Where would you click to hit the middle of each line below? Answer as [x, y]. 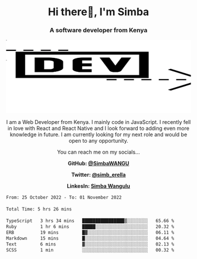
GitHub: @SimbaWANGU [98, 164]
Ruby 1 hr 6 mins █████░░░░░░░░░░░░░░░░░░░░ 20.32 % [90, 227]
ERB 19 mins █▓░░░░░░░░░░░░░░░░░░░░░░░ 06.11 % [90, 233]
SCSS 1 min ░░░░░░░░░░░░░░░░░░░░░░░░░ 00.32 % [90, 250]
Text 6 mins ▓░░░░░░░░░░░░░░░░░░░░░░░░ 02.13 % [90, 244]
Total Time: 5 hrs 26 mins [39, 209]
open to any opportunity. [98, 141]
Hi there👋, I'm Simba [98, 12]
